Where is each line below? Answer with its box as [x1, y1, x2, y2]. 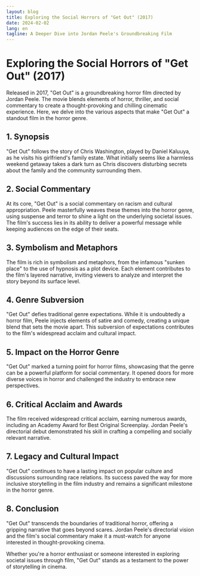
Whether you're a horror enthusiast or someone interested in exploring [6, 550, 180, 557]
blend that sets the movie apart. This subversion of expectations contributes [6, 323, 194, 330]
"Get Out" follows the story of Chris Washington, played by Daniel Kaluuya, [6, 148, 191, 155]
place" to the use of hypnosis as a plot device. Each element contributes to [6, 265, 191, 272]
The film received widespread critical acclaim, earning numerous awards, [6, 415, 187, 422]
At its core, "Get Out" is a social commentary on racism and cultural [6, 200, 173, 207]
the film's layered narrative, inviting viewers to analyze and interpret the [6, 271, 183, 278]
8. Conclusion [6, 504, 59, 514]
